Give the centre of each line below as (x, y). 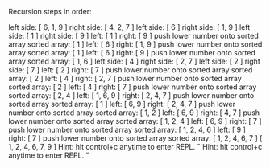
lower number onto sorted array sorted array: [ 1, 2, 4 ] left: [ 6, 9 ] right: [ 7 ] (135, 121)
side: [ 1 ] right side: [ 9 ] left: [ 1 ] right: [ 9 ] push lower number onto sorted (134, 36)
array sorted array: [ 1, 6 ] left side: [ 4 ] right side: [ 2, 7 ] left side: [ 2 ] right (134, 61)
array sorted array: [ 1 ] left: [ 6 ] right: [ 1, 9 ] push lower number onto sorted (135, 44)
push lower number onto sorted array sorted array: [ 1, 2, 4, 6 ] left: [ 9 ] (127, 129)
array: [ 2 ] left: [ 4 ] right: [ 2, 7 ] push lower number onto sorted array (125, 78)
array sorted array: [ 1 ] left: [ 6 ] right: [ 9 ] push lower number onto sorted (132, 53)
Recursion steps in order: (50, 12)
